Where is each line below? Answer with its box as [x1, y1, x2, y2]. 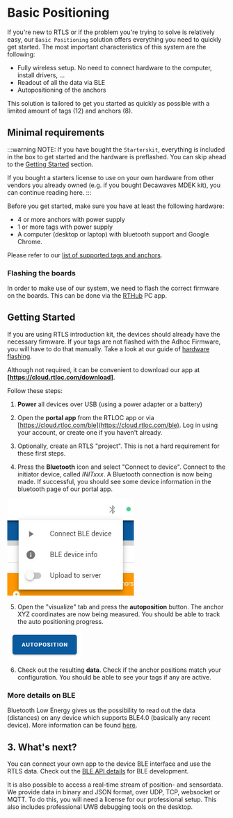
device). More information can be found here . [7, 721, 138, 730]
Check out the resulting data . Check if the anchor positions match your [17, 666, 221, 674]
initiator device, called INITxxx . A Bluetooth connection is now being [17, 470, 212, 478]
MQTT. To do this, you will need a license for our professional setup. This [7, 795, 217, 803]
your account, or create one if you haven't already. [17, 428, 163, 436]
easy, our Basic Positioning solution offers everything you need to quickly [7, 35, 222, 43]
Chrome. [17, 237, 43, 246]
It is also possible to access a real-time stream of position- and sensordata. [7, 780, 223, 789]
